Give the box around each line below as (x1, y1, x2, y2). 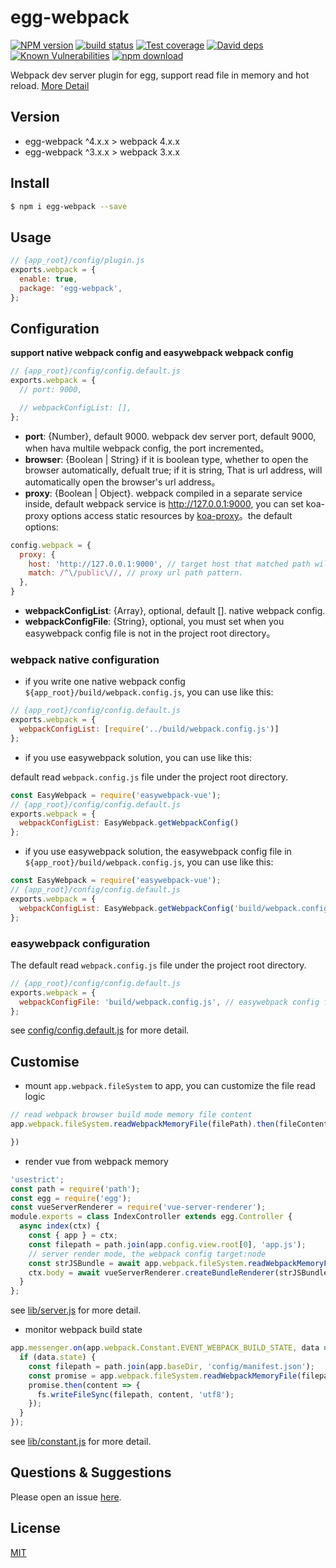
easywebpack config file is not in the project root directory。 (24, 627, 276, 640)
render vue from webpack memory (24, 1155, 169, 1167)
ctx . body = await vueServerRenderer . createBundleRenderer (28, 1267, 275, 1278)
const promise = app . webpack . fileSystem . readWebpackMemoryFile (28, 1371, 298, 1381)
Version (10, 109, 60, 126)
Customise (10, 1053, 80, 1070)
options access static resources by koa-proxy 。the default (50, 509, 293, 521)
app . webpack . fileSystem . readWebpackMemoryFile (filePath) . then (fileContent (10, 1119, 329, 1130)
